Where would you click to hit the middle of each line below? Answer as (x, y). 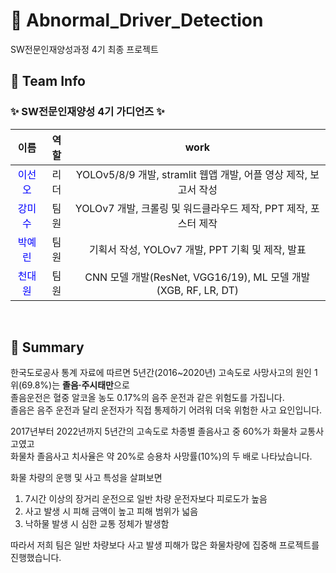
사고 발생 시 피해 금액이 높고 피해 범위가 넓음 (111, 511)
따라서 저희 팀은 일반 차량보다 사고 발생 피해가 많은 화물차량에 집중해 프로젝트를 (165, 545)
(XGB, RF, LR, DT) (198, 290)
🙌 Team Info (48, 81)
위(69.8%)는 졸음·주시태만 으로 (70, 385)
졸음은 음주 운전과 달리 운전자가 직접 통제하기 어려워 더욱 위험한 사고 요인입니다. (166, 410)
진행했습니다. (36, 558)
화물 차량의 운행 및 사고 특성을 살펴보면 (86, 478)
